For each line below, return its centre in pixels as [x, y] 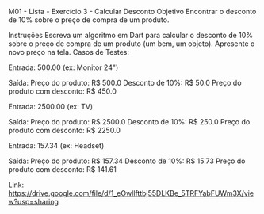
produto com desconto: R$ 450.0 [63, 91]
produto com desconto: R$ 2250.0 [65, 130]
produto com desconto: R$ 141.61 [62, 169]
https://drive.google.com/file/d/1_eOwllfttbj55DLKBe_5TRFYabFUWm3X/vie [131, 193]
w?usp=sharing [34, 202]
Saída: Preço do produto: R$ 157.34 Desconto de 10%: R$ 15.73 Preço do [127, 161]
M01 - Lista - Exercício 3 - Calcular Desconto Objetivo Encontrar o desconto [132, 11]
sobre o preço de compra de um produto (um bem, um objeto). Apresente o [132, 44]
